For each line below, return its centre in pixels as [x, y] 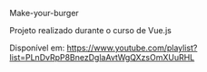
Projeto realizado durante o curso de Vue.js [91, 30]
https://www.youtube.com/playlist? [132, 48]
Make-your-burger [44, 13]
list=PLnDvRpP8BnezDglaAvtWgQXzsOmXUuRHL [102, 57]
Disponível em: [37, 48]
